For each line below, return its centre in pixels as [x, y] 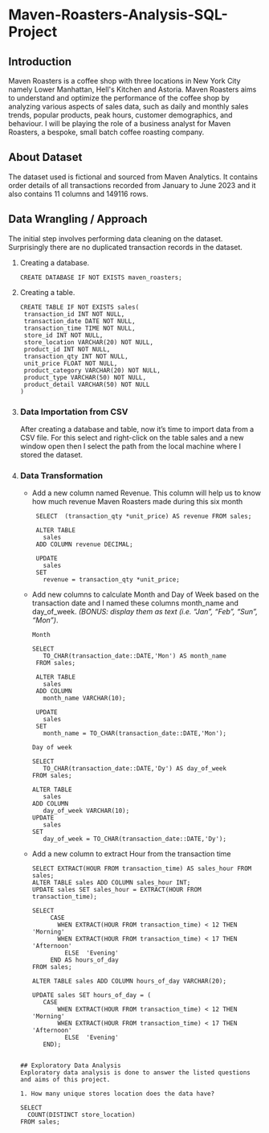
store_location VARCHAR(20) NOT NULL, [89, 342]
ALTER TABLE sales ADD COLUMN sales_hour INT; [111, 883]
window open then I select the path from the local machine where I [130, 446]
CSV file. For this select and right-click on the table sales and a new [132, 437]
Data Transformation [61, 475]
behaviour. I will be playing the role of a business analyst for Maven [120, 123]
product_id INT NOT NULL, [67, 349]
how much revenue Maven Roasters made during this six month [137, 502]
